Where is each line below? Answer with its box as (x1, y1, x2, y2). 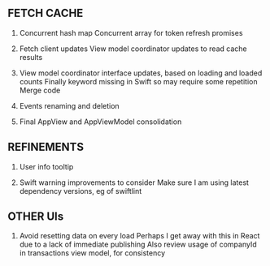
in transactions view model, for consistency (19, 248, 166, 258)
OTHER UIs (7, 210, 64, 224)
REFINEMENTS (7, 140, 85, 154)
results (19, 52, 43, 62)
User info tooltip (19, 161, 74, 171)
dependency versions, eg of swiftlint (19, 186, 142, 195)
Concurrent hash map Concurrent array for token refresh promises (19, 28, 243, 37)
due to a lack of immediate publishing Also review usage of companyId (19, 239, 257, 250)
